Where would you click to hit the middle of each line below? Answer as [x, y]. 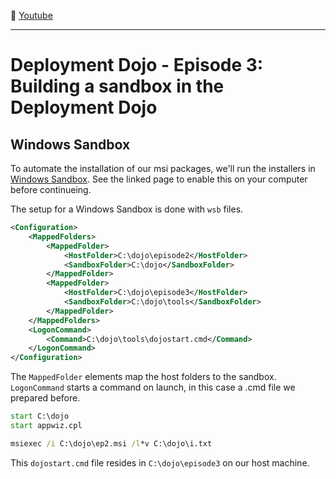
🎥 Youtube [31, 15]
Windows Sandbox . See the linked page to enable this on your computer [159, 179]
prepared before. [45, 398]
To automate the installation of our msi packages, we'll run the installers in [163, 168]
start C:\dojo [40, 416]
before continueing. [51, 189]
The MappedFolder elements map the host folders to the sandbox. [143, 377]
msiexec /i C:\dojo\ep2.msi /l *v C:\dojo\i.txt [111, 443]
